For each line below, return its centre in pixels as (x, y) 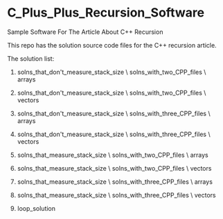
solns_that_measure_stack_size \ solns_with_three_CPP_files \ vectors (116, 195)
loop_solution (36, 208)
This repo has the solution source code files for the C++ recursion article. (112, 45)
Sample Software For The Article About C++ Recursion (85, 32)
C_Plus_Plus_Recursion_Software (106, 13)
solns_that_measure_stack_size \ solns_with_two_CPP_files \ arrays (113, 155)
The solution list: (31, 58)
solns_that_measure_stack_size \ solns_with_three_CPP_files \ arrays (115, 182)
